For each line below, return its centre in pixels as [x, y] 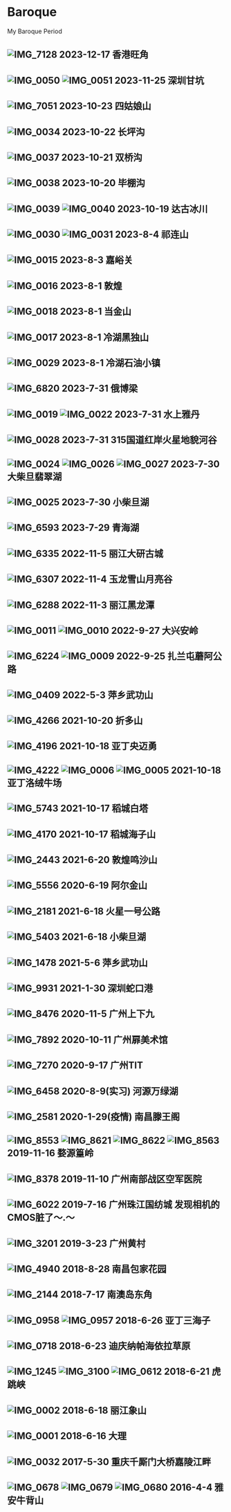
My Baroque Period [35, 31]
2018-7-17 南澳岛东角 [106, 1295]
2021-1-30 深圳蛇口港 [107, 988]
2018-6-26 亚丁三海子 [163, 1320]
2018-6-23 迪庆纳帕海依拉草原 [124, 1346]
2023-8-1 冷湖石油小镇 [111, 363]
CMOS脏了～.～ [41, 1218]
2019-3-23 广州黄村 [103, 1243]
